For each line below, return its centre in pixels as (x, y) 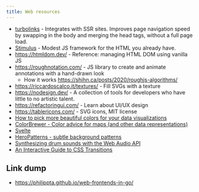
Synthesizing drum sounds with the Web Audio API (78, 143)
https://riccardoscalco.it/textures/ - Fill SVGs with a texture (88, 86)
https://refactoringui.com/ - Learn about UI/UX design (82, 105)
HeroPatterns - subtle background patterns (68, 137)
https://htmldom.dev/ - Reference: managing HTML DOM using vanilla (101, 54)
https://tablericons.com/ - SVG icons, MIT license (76, 111)
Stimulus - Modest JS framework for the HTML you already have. (95, 48)
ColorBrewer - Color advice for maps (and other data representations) (101, 124)
